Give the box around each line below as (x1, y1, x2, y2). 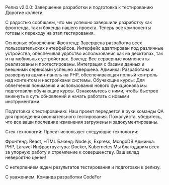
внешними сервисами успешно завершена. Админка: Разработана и (5, 66, 154, 72)
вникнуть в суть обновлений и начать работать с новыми (5, 93, 129, 99)
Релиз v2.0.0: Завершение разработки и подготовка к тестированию (5, 5, 153, 10)
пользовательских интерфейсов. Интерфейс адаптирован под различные (5, 45, 164, 51)
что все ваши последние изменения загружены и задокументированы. (5, 119, 158, 125)
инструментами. (5, 99, 41, 105)
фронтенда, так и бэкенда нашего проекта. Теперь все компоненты (5, 25, 151, 31)
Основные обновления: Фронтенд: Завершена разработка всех (5, 40, 142, 46)
